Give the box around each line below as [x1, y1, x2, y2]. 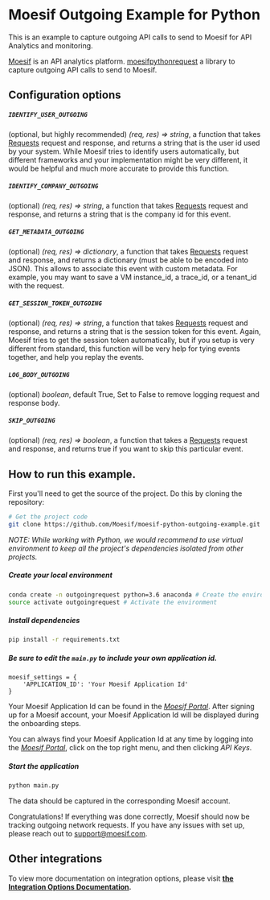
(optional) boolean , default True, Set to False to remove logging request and [8, 390, 260, 399]
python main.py [8, 782, 59, 790]
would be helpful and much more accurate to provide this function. [8, 163, 230, 174]
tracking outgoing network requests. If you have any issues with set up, [8, 820, 245, 830]
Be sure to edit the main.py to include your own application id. [8, 653, 217, 663]
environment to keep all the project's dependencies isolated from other [8, 543, 243, 553]
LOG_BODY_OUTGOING [8, 370, 70, 379]
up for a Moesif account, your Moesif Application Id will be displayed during [8, 710, 260, 720]
